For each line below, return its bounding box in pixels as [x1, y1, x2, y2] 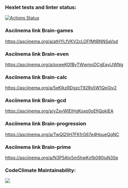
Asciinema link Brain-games [5, 27, 74, 34]
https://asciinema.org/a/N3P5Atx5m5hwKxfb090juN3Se [5, 155, 119, 161]
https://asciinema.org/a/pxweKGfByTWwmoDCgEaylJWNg [5, 62, 124, 67]
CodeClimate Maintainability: [5, 167, 76, 173]
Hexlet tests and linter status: [5, 4, 77, 11]
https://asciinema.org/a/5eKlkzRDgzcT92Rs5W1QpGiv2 [5, 85, 117, 91]
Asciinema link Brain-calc [5, 74, 67, 81]
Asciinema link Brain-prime [5, 144, 71, 150]
